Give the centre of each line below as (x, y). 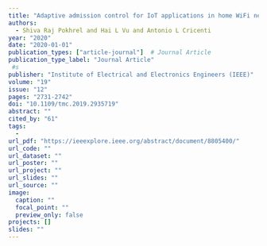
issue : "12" (28, 89)
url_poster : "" (33, 163)
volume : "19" (30, 82)
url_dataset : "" (35, 156)
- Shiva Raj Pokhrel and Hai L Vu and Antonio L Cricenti (114, 30)
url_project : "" (35, 171)
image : (19, 192)
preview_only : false (49, 215)
